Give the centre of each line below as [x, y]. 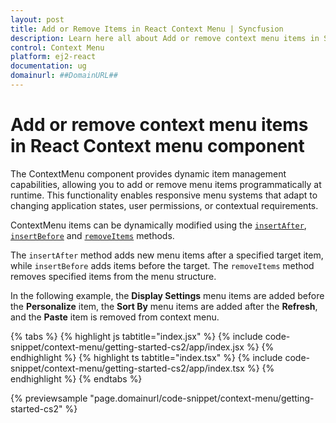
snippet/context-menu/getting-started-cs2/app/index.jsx [127, 347]
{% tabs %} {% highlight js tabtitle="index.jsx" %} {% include [136, 336]
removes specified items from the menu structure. [113, 276]
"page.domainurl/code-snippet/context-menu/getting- [202, 398]
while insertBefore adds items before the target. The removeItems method [162, 265]
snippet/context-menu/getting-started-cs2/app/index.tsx [128, 368]
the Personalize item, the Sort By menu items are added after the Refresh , [164, 306]
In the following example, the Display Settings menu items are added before [167, 295]
